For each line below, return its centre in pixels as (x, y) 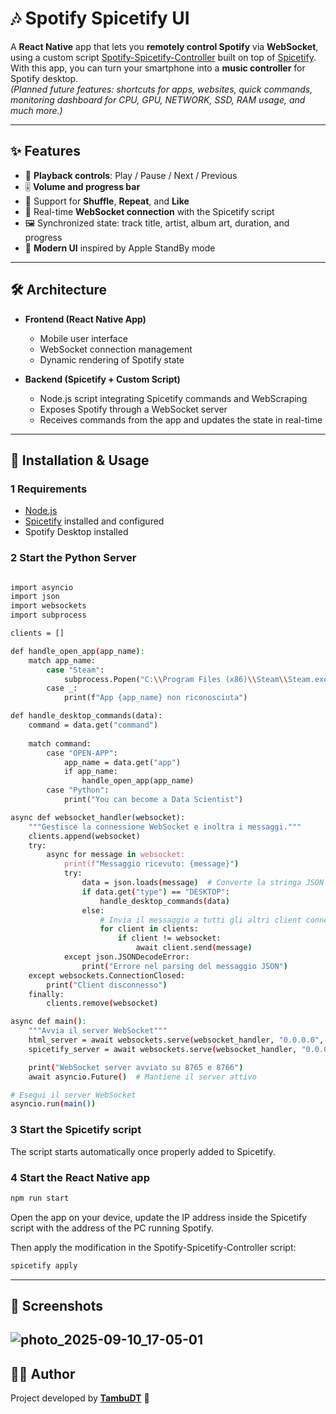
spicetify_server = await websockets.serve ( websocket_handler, (163, 1049)
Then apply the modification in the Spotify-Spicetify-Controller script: (153, 1247)
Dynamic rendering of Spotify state (112, 359)
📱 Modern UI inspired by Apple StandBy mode (120, 248)
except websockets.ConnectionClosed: (107, 975)
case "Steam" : (75, 670)
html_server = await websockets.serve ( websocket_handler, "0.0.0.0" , (176, 1040)
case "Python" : (78, 790)
